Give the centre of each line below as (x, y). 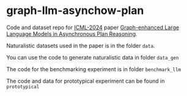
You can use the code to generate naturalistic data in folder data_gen (93, 57)
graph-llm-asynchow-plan (75, 11)
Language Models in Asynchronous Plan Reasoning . (72, 33)
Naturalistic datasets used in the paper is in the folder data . (81, 46)
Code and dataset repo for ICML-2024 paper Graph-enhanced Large (93, 27)
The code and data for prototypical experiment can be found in (86, 81)
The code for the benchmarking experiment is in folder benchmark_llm (94, 69)
